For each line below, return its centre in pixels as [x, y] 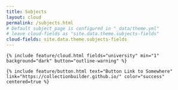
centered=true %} [28, 82]
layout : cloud [24, 17]
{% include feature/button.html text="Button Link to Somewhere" [89, 72]
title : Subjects [26, 12]
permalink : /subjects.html [40, 23]
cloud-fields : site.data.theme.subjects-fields [67, 39]
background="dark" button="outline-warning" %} [67, 61]
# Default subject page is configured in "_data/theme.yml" [83, 28]
